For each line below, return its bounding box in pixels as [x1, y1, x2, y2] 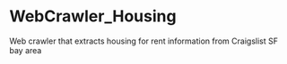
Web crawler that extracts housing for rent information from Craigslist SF [9, 36, 278, 46]
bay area [9, 44, 42, 55]
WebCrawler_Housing [9, 6, 177, 27]
